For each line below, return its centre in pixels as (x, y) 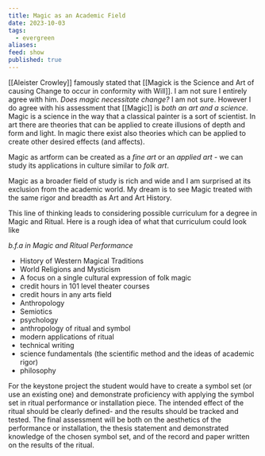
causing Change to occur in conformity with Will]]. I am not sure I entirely (128, 91)
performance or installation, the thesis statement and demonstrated (119, 428)
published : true (35, 60)
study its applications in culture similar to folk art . (88, 165)
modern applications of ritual (67, 336)
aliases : (23, 45)
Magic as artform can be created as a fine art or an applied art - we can (126, 157)
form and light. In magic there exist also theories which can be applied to (127, 133)
